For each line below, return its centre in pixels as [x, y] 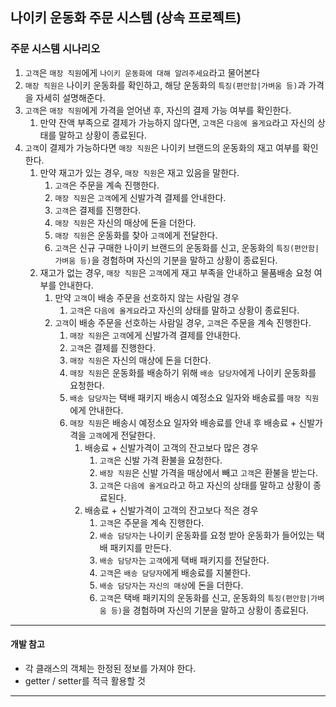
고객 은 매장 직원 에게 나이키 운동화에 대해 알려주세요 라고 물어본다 [142, 72]
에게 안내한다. [96, 410]
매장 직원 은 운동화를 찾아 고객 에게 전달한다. [136, 235]
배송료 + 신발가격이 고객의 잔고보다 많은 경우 [171, 447]
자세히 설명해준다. [70, 97]
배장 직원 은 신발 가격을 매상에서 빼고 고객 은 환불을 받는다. [208, 472]
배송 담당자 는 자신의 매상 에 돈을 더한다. [171, 585]
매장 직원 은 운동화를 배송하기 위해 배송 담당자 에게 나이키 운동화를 [193, 372]
